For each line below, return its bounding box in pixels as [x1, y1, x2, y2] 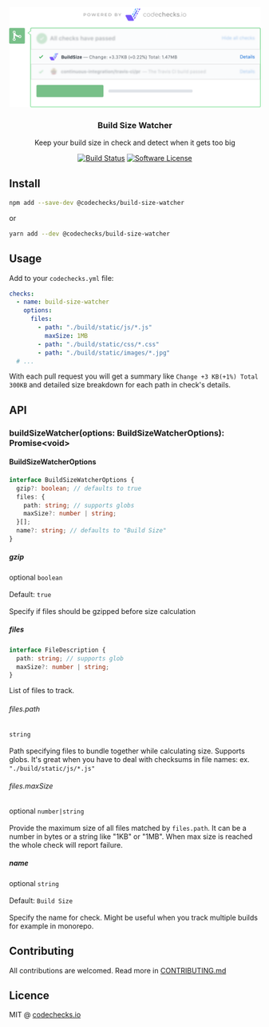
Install [9, 176, 41, 191]
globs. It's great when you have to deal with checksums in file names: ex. [9, 754, 250, 764]
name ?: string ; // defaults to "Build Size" [16, 527, 167, 535]
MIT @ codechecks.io [9, 1010, 81, 1020]
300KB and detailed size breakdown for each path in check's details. [9, 380, 231, 390]
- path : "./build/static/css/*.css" [38, 340, 160, 348]
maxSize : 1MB [44, 331, 89, 339]
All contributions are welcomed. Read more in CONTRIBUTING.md [9, 965, 227, 975]
